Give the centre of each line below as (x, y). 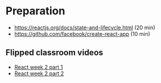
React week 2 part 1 (38, 67)
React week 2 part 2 (39, 73)
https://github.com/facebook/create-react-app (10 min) (82, 33)
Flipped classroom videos (55, 53)
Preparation (35, 11)
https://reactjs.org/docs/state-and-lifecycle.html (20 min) (85, 27)
